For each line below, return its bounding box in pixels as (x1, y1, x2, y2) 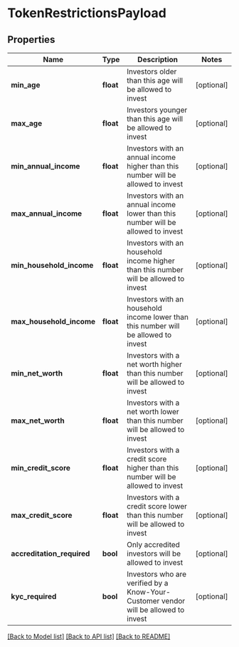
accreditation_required (11, 548, 90, 558)
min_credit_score (11, 463, 71, 473)
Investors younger (127, 105, 188, 115)
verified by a (127, 578, 169, 588)
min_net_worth (11, 368, 63, 378)
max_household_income (11, 316, 96, 326)
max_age (11, 119, 43, 128)
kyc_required (11, 591, 57, 601)
